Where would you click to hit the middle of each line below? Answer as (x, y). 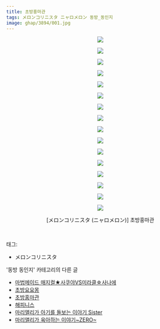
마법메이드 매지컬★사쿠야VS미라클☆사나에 (65, 282)
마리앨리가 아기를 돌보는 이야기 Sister (59, 312)
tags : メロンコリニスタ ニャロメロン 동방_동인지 (60, 17)
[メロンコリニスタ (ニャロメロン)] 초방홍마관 (100, 220)
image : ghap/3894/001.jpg (38, 23)
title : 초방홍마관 (26, 12)
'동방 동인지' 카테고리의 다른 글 (42, 270)
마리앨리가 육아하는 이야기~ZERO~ (56, 320)
